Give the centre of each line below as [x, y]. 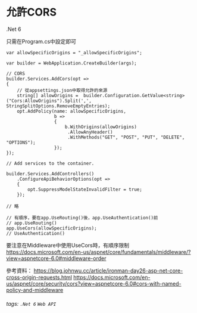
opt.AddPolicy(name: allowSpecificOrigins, [72, 111]
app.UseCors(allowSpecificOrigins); [51, 228]
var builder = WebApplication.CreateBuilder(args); [71, 63]
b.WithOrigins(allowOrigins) [101, 127]
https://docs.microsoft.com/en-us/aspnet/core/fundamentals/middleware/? [98, 252]
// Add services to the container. [50, 163]
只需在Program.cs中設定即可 [41, 41]
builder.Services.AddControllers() [50, 173]
